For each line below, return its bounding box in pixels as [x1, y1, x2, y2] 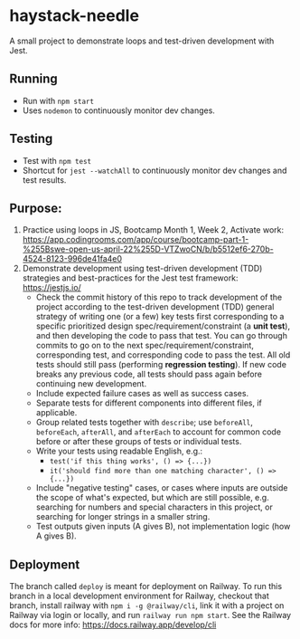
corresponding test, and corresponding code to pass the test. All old [35, 349, 291, 360]
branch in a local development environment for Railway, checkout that [9, 590, 269, 602]
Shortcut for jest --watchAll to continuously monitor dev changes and [22, 165, 287, 176]
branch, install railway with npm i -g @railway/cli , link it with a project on [9, 600, 285, 611]
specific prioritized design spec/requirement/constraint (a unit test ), [35, 320, 291, 331]
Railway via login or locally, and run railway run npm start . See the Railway [9, 610, 292, 621]
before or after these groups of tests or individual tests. [35, 436, 242, 447]
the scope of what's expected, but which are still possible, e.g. [35, 492, 269, 503]
